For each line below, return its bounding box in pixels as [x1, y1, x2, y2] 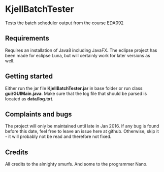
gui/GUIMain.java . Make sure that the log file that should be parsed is [5, 90, 147, 96]
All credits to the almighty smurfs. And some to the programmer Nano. [5, 161, 148, 167]
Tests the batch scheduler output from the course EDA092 [5, 20, 124, 26]
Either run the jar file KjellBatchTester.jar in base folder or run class [5, 85, 143, 91]
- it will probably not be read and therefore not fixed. [5, 133, 112, 139]
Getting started [5, 72, 53, 81]
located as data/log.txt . [5, 95, 54, 102]
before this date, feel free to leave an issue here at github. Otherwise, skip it [5, 129, 159, 134]
